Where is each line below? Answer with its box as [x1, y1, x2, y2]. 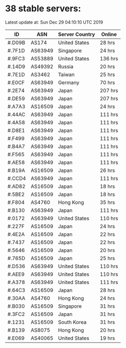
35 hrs [100, 199, 115, 205]
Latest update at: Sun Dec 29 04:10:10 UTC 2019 [5, 19, 103, 25]
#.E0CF [7, 79, 25, 86]
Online [101, 30, 117, 37]
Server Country [58, 30, 96, 37]
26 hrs [100, 167, 115, 174]
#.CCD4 [7, 175, 26, 182]
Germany [58, 79, 79, 86]
